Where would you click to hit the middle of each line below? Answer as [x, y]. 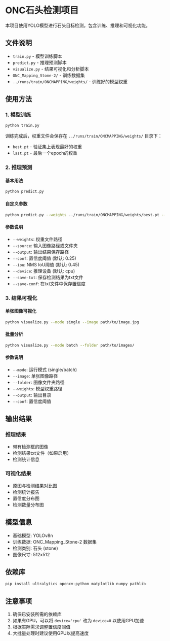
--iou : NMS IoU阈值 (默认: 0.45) [46, 264]
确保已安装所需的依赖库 [37, 614]
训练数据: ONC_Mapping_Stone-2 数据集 [55, 542]
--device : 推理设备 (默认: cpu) [44, 271]
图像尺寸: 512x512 [31, 554]
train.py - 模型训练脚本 [37, 56]
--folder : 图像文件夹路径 [38, 382]
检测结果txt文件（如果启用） [42, 453]
